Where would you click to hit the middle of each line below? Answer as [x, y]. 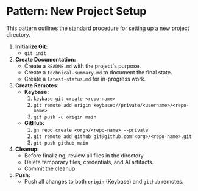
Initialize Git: [31, 46]
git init [35, 53]
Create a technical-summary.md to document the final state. [98, 72]
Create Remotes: [37, 85]
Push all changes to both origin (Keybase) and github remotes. [104, 181]
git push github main [61, 143]
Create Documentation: [45, 59]
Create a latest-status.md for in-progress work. [85, 79]
